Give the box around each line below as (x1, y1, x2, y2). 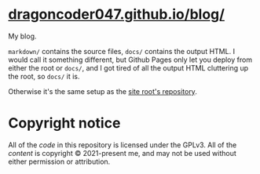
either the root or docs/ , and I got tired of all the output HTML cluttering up (8, 63, 249, 72)
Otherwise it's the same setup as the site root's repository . (8, 86, 198, 96)
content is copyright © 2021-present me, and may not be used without (8, 148, 237, 158)
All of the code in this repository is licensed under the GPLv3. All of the (8, 140, 237, 150)
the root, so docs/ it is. (8, 71, 80, 81)
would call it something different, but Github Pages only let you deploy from (8, 55, 253, 64)
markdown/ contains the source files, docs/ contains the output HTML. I (8, 46, 236, 56)
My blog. (8, 31, 37, 41)
